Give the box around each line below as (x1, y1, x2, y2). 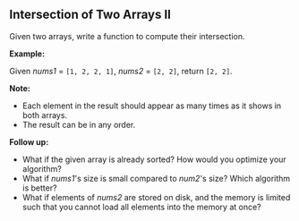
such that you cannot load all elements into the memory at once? (21, 201, 261, 212)
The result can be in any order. (21, 119, 136, 130)
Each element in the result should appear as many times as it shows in (21, 100, 282, 111)
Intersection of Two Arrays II (9, 7, 172, 22)
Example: (9, 48, 46, 59)
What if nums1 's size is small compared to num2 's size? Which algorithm (21, 173, 291, 183)
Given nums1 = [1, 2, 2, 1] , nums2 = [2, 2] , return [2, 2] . (9, 65, 233, 76)
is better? (21, 183, 57, 193)
